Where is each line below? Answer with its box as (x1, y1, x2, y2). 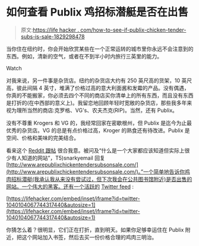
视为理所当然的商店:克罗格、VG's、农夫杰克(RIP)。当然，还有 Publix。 (6, 107, 178, 114)
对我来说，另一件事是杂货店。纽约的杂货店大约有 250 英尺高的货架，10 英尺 (6, 77, 192, 84)
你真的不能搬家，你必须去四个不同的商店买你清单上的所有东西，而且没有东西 (6, 92, 194, 99)
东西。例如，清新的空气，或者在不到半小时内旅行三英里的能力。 (6, 52, 162, 60)
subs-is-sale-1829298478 (20, 33, 85, 40)
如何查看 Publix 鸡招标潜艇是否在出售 (6, 5, 188, 19)
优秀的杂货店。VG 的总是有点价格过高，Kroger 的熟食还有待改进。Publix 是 (6, 126, 190, 134)
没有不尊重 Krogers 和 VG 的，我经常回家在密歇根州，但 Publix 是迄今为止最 (6, 119, 192, 126)
